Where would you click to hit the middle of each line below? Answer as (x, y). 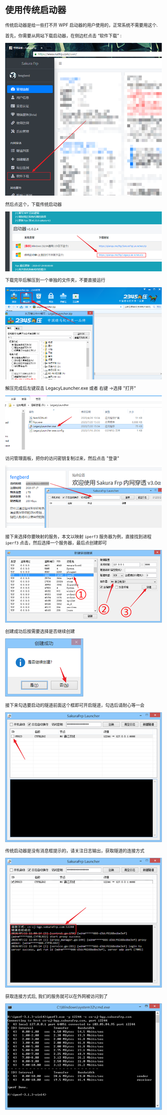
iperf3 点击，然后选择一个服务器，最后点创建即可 (56, 543)
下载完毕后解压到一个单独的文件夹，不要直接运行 (55, 280)
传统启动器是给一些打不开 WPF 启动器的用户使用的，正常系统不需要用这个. (82, 25)
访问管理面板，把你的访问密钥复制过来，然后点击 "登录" (62, 458)
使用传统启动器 (36, 10)
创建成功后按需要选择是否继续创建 (40, 631)
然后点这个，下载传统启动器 (34, 204)
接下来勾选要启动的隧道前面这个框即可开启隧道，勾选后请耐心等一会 (75, 705)
